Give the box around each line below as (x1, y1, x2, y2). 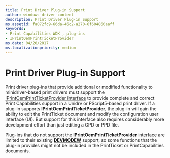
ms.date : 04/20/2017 (5, 41, 49, 46)
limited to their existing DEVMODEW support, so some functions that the (5, 137, 157, 143)
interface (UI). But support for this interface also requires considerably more (5, 116, 164, 122)
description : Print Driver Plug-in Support (5, 17, 99, 22)
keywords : (5, 26, 26, 31)
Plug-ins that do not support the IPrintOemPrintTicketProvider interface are (5, 132, 165, 138)
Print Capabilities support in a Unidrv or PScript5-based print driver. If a (5, 100, 155, 106)
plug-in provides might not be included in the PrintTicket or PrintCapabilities (5, 142, 164, 148)
